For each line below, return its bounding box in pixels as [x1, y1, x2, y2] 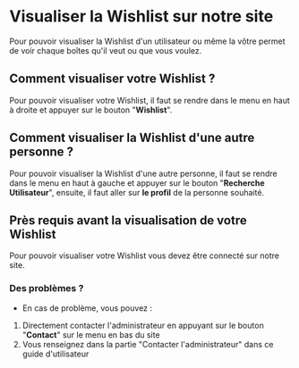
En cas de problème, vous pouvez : [21, 302, 153, 314]
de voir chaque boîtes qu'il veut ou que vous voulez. [9, 45, 202, 55]
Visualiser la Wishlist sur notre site [9, 6, 274, 27]
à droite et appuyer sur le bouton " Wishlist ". [9, 105, 173, 115]
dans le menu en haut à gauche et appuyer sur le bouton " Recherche [9, 177, 266, 188]
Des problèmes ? [9, 282, 84, 295]
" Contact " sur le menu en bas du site [21, 329, 160, 340]
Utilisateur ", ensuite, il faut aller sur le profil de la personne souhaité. [9, 187, 265, 197]
